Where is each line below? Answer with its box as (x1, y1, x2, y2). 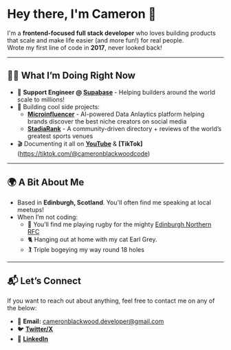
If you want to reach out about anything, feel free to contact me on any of (7, 296, 215, 305)
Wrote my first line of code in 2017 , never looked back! (7, 43, 163, 51)
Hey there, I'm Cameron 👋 (7, 6, 157, 22)
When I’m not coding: (16, 213, 78, 221)
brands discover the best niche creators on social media (27, 117, 187, 126)
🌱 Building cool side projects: (16, 102, 100, 110)
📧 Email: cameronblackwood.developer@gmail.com (16, 317, 164, 325)
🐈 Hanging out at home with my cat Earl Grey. (27, 235, 157, 243)
